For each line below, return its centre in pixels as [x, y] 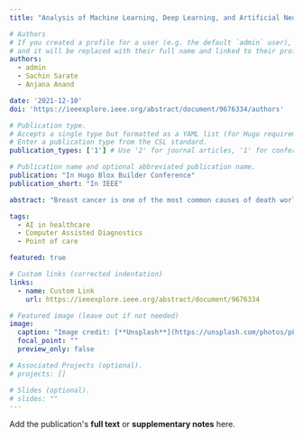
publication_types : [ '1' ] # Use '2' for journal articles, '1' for [139, 151]
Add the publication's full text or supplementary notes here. [123, 424]
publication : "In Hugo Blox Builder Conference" [102, 175]
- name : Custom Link [56, 291]
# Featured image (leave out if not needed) [94, 316]
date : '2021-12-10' [46, 100]
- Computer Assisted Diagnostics [80, 233]
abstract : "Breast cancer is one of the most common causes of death [143, 200]
